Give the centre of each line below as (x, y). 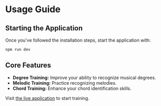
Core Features (28, 65)
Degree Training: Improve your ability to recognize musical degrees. (84, 78)
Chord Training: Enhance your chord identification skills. (72, 88)
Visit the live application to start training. (47, 98)
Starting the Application (44, 28)
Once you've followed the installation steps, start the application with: (78, 40)
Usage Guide (33, 9)
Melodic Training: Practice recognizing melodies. (65, 83)
